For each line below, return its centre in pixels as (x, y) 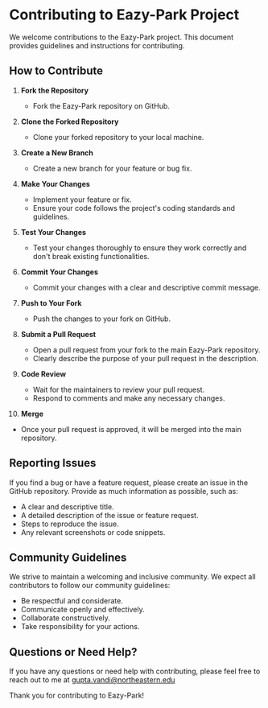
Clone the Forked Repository (70, 121)
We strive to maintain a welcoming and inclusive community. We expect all (132, 577)
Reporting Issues (53, 463)
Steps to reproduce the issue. (70, 524)
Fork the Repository (55, 90)
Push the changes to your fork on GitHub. (102, 319)
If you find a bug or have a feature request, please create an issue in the (129, 482)
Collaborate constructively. (66, 618)
